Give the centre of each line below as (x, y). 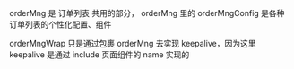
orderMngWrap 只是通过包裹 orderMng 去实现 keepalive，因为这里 (133, 43)
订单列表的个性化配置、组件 (61, 24)
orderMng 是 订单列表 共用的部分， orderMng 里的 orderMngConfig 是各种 (147, 13)
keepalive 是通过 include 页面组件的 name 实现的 (99, 55)
